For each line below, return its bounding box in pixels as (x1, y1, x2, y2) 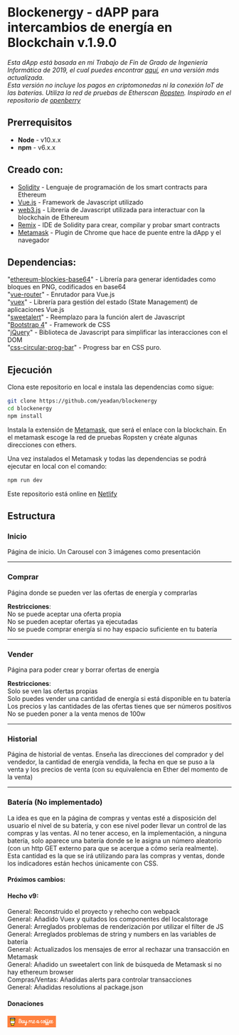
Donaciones (7, 999, 44, 1008)
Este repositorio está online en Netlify (7, 489, 117, 498)
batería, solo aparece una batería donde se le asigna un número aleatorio (7, 836, 222, 845)
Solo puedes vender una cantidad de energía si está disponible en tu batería (7, 694, 231, 702)
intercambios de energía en (7, 19, 173, 36)
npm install (7, 412, 43, 420)
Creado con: (7, 164, 63, 176)
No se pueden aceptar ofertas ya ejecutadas (7, 617, 139, 625)
